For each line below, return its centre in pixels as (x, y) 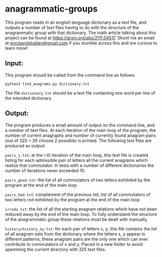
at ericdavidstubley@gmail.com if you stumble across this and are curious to (81, 43)
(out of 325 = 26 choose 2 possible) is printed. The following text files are (78, 140)
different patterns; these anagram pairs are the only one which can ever (77, 239)
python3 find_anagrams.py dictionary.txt (47, 84)
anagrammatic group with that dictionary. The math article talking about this (81, 32)
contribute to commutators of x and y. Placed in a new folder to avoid (74, 244)
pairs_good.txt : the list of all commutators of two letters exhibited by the (78, 180)
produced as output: (25, 145)
